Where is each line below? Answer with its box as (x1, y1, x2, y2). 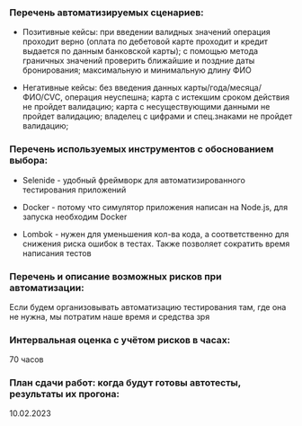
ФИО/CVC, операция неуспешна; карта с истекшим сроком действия (22, 92, 290, 102)
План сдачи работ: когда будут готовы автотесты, (9, 377, 241, 389)
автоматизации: (9, 281, 84, 294)
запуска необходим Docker (22, 211, 128, 222)
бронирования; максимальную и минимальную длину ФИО (22, 65, 252, 75)
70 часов (9, 354, 44, 365)
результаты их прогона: (9, 388, 120, 401)
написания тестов (22, 247, 92, 258)
